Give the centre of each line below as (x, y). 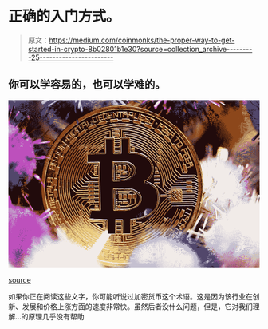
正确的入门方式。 (65, 16)
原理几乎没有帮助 (57, 316)
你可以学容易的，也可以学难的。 (87, 85)
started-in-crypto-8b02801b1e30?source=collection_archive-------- (140, 49)
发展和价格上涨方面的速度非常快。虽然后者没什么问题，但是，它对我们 (137, 306)
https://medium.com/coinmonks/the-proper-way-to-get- (142, 40)
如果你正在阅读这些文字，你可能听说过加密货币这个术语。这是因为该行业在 (130, 296)
